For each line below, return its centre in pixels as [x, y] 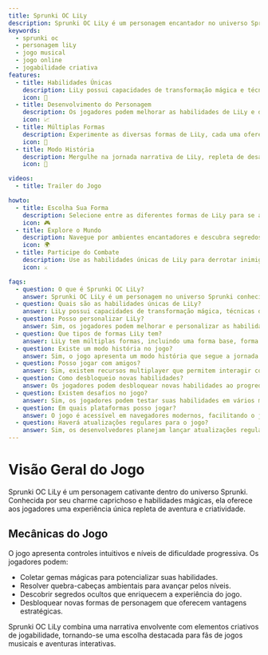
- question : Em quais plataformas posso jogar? [96, 408]
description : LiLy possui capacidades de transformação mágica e [134, 90]
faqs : [17, 282]
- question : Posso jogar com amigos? [78, 363]
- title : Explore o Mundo [59, 230]
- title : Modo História [55, 149]
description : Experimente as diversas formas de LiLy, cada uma [132, 134]
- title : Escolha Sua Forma [62, 208]
